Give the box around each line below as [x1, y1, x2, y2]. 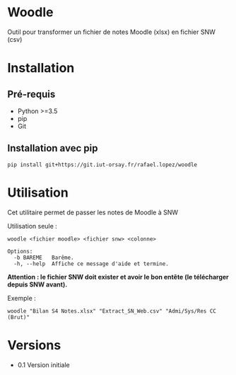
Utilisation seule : [7, 221, 58, 230]
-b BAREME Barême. [13, 254, 74, 261]
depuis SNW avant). [7, 280, 68, 289]
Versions [7, 337, 61, 353]
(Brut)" [7, 313, 30, 321]
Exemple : [7, 294, 37, 302]
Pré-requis [7, 88, 56, 100]
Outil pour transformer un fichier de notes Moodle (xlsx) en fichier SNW [7, 28, 216, 36]
